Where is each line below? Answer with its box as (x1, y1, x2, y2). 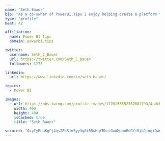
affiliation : (5, 30, 32, 35)
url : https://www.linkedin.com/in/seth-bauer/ (9, 74, 107, 80)
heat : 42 (5, 21, 23, 26)
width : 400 (14, 106, 36, 111)
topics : (5, 84, 21, 89)
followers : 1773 (9, 61, 43, 66)
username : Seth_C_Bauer (9, 52, 58, 57)
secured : (5, 128, 23, 134)
